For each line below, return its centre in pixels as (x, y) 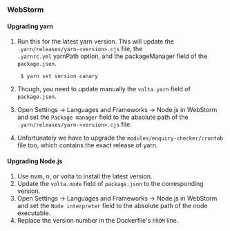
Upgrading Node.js (35, 161)
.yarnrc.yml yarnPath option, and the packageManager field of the (112, 56)
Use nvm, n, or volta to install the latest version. (85, 176)
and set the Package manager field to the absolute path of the (103, 117)
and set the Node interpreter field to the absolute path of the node (112, 206)
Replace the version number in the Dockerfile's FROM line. (98, 221)
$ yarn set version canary (59, 76)
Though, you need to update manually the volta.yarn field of (104, 89)
